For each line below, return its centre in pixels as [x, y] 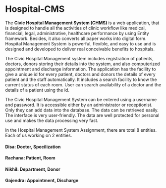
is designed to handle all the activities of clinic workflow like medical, [76, 28]
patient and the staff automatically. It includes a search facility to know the [81, 79]
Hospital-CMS [35, 9]
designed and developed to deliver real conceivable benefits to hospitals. [80, 49]
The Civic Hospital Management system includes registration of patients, [79, 58]
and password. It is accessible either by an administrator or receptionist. [79, 105]
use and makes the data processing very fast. [52, 120]
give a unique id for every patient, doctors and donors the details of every [81, 74]
